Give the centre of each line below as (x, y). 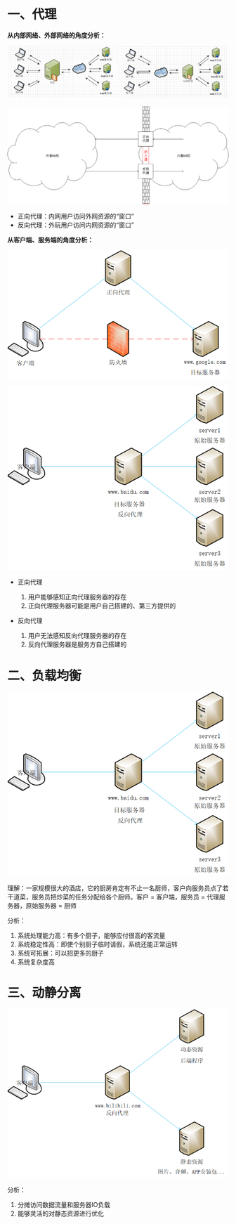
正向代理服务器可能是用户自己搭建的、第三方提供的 (102, 606)
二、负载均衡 (45, 676)
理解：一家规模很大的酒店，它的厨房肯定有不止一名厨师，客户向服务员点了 (115, 888)
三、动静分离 (45, 993)
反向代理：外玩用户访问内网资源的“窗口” (76, 225)
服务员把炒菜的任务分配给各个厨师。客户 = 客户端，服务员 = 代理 (125, 897)
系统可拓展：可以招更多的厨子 (60, 953)
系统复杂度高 (36, 962)
